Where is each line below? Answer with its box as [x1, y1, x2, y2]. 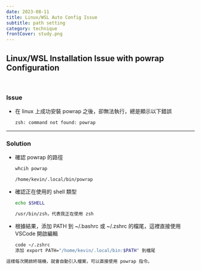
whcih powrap [14, 166, 48, 172]
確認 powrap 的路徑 [14, 154, 63, 161]
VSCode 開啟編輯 [14, 230, 58, 237]
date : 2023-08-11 [6, 8, 50, 15]
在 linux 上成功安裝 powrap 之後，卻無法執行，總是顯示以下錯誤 [14, 108, 172, 115]
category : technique [6, 25, 58, 32]
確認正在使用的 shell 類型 [14, 188, 77, 195]
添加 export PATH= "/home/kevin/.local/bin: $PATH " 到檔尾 [14, 247, 156, 253]
